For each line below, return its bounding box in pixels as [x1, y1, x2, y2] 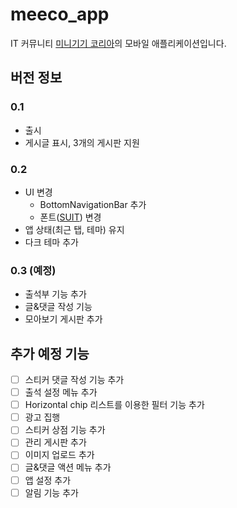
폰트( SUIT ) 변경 [39, 211, 102, 223]
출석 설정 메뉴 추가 [24, 386, 98, 398]
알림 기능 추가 [24, 486, 79, 498]
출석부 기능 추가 [24, 288, 87, 300]
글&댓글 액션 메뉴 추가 [24, 461, 112, 473]
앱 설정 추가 [24, 474, 72, 486]
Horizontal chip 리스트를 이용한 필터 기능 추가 [24, 399, 205, 411]
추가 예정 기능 [10, 345, 90, 362]
